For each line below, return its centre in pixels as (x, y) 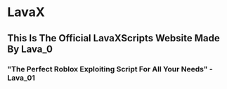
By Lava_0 (30, 49)
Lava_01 (21, 78)
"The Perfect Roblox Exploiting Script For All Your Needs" (108, 69)
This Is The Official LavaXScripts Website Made (113, 38)
